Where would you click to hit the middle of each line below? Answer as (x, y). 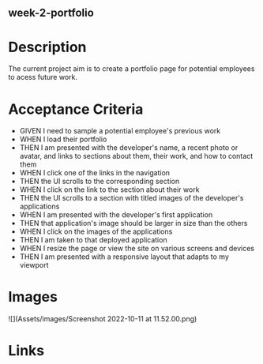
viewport (34, 265)
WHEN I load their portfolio (63, 139)
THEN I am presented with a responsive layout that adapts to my (124, 257)
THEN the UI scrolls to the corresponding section (100, 182)
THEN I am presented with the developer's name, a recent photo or (129, 148)
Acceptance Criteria (76, 109)
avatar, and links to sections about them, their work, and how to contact (136, 156)
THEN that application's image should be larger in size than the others (133, 223)
